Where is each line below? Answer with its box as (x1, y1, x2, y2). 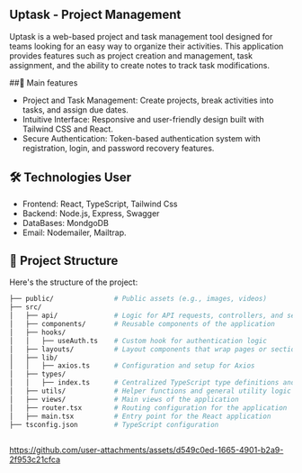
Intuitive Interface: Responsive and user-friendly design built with (22, 114, 265, 124)
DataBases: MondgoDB (22, 217, 110, 228)
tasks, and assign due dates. (22, 104, 129, 115)
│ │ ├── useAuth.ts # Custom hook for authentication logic (9, 336, 268, 345)
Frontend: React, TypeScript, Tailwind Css (22, 198, 178, 209)
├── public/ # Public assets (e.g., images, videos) (9, 295, 268, 304)
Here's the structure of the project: (9, 277, 138, 287)
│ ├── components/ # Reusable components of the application (9, 320, 276, 329)
